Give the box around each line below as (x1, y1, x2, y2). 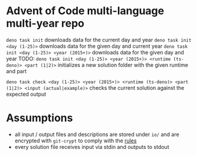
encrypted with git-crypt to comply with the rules (14, 137, 137, 144)
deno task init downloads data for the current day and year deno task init (6, 36, 192, 43)
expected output (6, 90, 47, 97)
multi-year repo (6, 17, 84, 30)
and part (6, 67, 27, 74)
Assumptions (6, 111, 73, 125)
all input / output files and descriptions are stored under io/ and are (14, 131, 180, 138)
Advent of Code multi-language (6, 4, 165, 18)
